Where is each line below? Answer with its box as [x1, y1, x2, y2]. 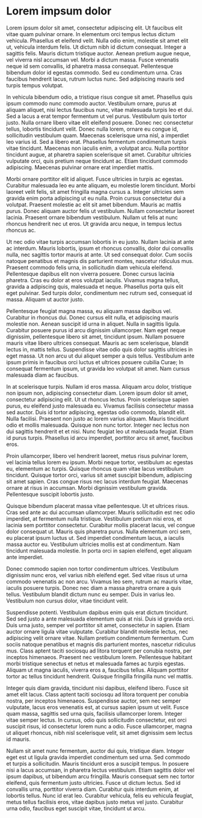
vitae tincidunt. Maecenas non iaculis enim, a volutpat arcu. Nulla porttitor [6, 144, 189, 152]
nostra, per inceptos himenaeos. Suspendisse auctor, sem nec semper [6, 697, 182, 704]
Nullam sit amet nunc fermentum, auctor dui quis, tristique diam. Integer [6, 747, 185, 754]
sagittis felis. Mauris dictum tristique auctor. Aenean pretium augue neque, [6, 49, 191, 57]
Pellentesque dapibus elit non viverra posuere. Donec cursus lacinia [6, 270, 175, 277]
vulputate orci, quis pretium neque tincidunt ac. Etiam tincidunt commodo [6, 157, 188, 164]
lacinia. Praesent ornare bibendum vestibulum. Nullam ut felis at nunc [6, 214, 179, 221]
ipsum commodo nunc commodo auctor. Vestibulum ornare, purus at [6, 99, 177, 107]
